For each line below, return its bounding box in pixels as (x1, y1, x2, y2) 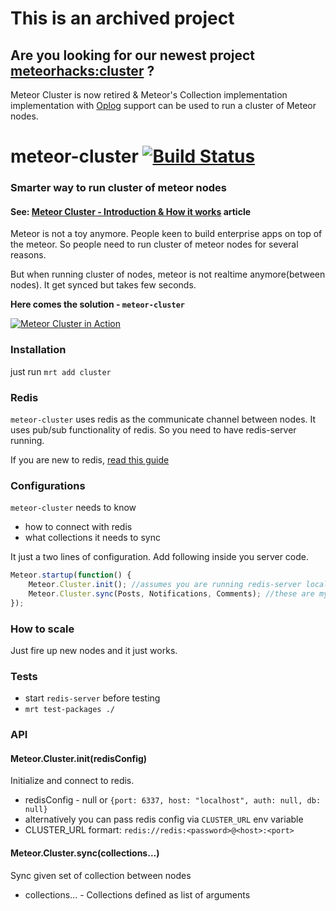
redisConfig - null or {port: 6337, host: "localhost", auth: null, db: (24, 794, 322, 806)
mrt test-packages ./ (24, 705, 115, 715)
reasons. (10, 249, 47, 261)
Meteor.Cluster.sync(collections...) (10, 847, 160, 859)
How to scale (10, 622, 75, 636)
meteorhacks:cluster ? (10, 62, 155, 79)
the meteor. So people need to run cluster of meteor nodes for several (10, 238, 299, 251)
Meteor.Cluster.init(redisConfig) (10, 752, 148, 764)
